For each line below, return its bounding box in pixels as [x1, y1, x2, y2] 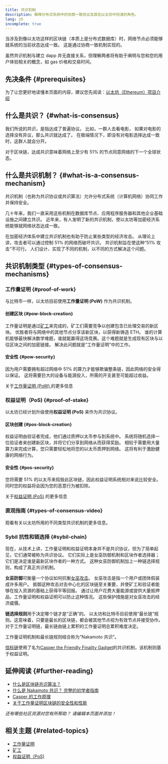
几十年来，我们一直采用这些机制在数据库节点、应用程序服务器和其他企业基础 [5, 210, 163, 216]
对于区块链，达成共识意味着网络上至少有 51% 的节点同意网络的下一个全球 [5, 149, 156, 155]
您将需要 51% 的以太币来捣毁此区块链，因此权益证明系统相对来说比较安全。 [5, 477, 161, 483]
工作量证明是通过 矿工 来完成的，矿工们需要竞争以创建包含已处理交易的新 [5, 322, 154, 328]
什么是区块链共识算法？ [12, 681, 61, 687]
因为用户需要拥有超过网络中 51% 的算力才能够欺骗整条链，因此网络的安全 [5, 366, 156, 372]
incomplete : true [5, 21, 41, 27]
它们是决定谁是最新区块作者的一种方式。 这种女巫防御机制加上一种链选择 [5, 558, 155, 564]
